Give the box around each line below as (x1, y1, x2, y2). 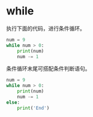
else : (6, 99, 20, 106)
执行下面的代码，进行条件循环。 (6, 25, 85, 32)
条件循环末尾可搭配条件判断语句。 (6, 65, 91, 73)
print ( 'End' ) (17, 105, 50, 111)
